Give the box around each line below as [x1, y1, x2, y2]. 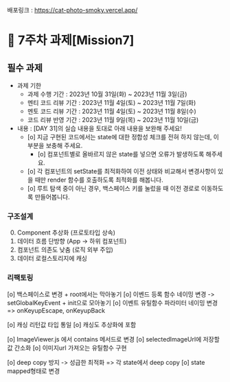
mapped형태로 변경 [7, 366, 60, 375]
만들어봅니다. [34, 193, 70, 201]
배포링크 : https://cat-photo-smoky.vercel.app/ [7, 6, 138, 14]
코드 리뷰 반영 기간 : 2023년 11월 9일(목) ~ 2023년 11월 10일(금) [27, 116, 199, 123]
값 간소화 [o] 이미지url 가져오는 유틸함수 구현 [7, 344, 127, 352]
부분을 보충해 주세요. [27, 141, 83, 150]
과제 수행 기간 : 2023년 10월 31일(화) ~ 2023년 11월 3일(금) [27, 90, 187, 98]
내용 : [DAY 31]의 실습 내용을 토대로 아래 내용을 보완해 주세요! [16, 124, 182, 132]
